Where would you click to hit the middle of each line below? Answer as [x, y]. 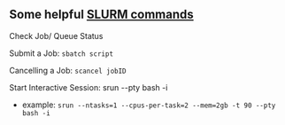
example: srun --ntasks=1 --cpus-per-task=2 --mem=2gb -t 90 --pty [149, 105]
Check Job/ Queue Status [56, 35]
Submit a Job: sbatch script [61, 53]
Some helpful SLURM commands [102, 15]
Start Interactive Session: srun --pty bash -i [89, 87]
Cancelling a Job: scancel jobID [68, 70]
